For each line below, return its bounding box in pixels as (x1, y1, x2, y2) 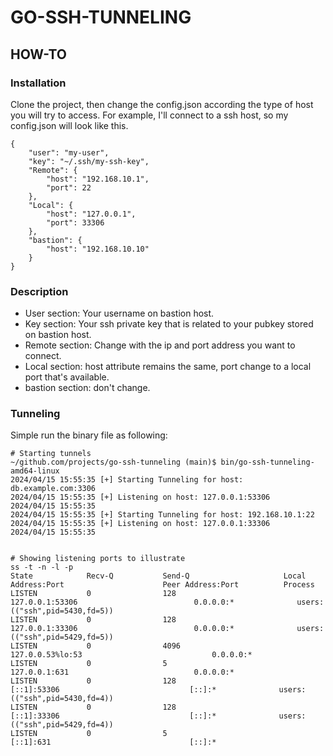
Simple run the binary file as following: (10, 429, 168, 441)
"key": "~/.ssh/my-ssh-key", (28, 156, 150, 166)
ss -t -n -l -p (10, 562, 74, 573)
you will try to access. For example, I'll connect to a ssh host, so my (10, 109, 289, 121)
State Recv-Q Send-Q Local (10, 571, 307, 581)
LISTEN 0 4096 (10, 641, 182, 651)
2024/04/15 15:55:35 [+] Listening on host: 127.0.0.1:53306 (10, 492, 271, 503)
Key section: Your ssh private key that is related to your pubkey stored (24, 318, 314, 330)
